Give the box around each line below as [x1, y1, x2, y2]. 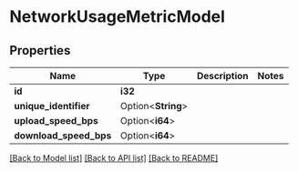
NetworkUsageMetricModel [9, 6, 226, 27]
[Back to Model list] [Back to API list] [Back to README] [9, 153, 219, 163]
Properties [9, 43, 71, 58]
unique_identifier [14, 100, 90, 112]
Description [196, 70, 249, 82]
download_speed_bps [14, 129, 112, 142]
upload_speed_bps [14, 115, 98, 126]
